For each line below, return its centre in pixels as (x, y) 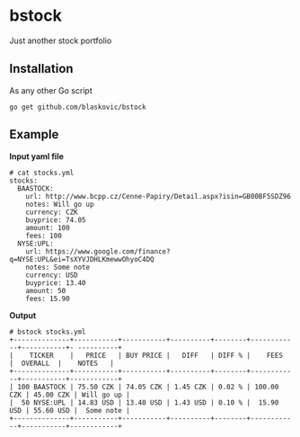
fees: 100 (44, 236)
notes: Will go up (60, 204)
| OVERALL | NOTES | (62, 363)
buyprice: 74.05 (56, 220)
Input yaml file (37, 156)
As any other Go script (51, 90)
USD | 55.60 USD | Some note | (70, 410)
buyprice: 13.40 (56, 283)
